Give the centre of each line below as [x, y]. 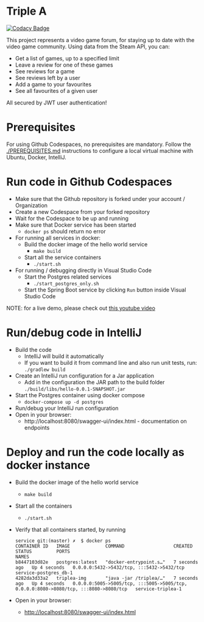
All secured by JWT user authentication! [57, 103]
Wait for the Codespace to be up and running [72, 218]
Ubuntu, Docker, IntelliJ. [37, 157]
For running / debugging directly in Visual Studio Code [83, 270]
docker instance [48, 465]
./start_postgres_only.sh [66, 284]
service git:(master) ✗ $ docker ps [63, 541]
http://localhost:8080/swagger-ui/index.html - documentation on [105, 421]
